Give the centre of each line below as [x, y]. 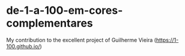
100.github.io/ [23, 46]
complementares [50, 23]
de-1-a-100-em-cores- [65, 11]
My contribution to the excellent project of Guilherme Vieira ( [81, 40]
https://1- [167, 40]
